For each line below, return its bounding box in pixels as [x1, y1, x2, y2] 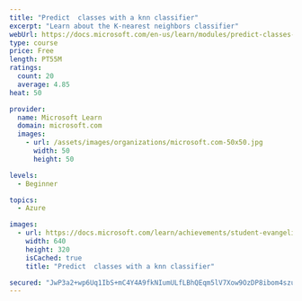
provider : [9, 104, 47, 113]
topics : [9, 195, 39, 205]
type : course [9, 38, 58, 48]
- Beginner [17, 179, 58, 189]
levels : [9, 171, 39, 180]
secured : [9, 278, 42, 288]
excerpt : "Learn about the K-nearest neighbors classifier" [9, 22, 240, 31]
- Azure [17, 204, 47, 213]
